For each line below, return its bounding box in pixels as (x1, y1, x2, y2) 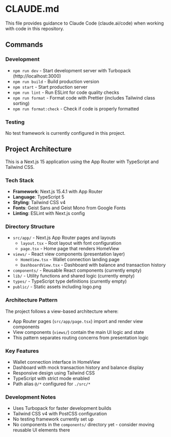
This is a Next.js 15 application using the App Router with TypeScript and (5, 158, 159, 165)
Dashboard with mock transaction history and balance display (12, 364, 144, 370)
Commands (5, 41, 44, 49)
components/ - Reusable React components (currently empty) (12, 267, 142, 273)
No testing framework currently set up (12, 416, 94, 422)
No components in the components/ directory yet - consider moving (12, 422, 155, 428)
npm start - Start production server (12, 84, 88, 90)
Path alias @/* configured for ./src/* (12, 381, 91, 387)
